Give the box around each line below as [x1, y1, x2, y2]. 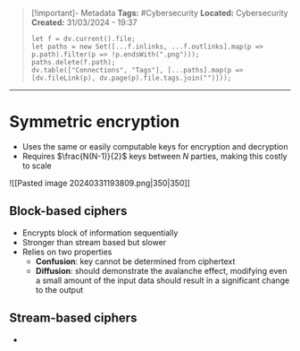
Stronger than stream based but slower [21, 236, 167, 247]
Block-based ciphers [9, 203, 128, 218]
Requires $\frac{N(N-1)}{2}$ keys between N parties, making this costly [21, 150, 287, 161]
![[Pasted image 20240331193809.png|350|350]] [9, 177, 190, 188]
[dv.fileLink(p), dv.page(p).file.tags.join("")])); [30, 73, 232, 82]
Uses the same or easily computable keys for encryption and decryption [21, 141, 288, 151]
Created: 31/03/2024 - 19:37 [30, 17, 137, 28]
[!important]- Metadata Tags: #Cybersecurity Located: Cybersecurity [30, 8, 288, 18]
